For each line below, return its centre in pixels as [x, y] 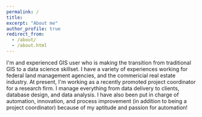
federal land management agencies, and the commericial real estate [91, 75]
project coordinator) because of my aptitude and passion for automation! [97, 107]
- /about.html [29, 46]
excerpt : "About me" [32, 23]
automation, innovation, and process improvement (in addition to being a [97, 101]
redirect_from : [25, 34]
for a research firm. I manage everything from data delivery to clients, [93, 88]
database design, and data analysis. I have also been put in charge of [93, 95]
